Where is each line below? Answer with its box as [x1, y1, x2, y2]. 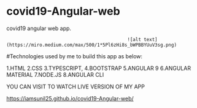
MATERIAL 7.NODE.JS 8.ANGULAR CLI [6, 71, 104, 78]
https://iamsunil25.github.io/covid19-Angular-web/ [6, 94, 134, 102]
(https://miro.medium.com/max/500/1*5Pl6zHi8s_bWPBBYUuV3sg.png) [6, 42, 177, 48]
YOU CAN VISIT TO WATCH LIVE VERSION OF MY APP [6, 83, 145, 90]
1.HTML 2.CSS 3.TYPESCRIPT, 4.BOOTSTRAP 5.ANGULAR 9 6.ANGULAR [6, 64, 191, 72]
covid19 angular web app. [6, 25, 72, 32]
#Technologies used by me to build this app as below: [6, 52, 143, 60]
